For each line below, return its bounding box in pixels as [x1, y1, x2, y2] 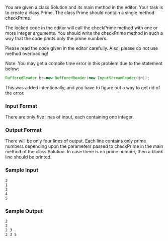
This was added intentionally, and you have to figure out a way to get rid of [5, 84, 160, 90]
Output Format [5, 127, 42, 134]
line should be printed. [5, 154, 52, 160]
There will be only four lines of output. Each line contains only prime [5, 138, 146, 144]
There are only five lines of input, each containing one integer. [5, 114, 134, 120]
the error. [5, 90, 25, 96]
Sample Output [5, 207, 43, 214]
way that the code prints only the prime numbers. [5, 35, 108, 41]
